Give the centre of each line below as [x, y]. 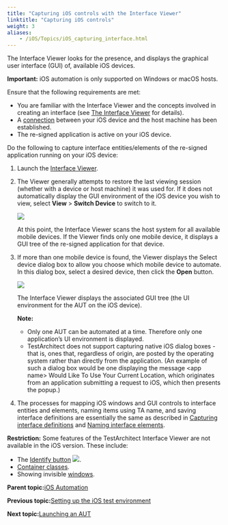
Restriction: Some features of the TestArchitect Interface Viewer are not [109, 438]
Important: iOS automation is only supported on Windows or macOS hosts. [113, 79]
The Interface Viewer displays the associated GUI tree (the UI [103, 298]
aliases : [19, 33]
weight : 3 [21, 26]
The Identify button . [49, 460]
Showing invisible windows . [56, 474]
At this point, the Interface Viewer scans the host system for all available [118, 229]
